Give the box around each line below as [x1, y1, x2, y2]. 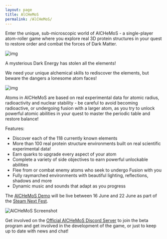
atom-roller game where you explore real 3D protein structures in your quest [5, 35, 162, 41]
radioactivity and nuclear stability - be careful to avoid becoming [5, 100, 138, 106]
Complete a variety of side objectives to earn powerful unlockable [12, 156, 148, 162]
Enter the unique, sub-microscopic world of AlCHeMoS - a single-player [5, 30, 154, 36]
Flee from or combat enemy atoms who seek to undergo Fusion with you [12, 167, 162, 173]
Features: [5, 125, 25, 131]
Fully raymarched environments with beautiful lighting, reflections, [12, 172, 149, 178]
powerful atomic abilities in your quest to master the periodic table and [5, 110, 151, 116]
